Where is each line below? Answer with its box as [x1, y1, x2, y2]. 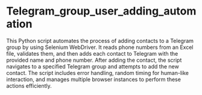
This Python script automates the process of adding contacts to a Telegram [6, 37, 194, 44]
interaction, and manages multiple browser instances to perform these [6, 76, 181, 83]
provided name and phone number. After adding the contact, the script [6, 56, 182, 64]
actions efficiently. [6, 82, 52, 89]
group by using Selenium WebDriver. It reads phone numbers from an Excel [6, 44, 194, 51]
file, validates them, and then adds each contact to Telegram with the [6, 50, 178, 57]
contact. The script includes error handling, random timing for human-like [6, 69, 189, 76]
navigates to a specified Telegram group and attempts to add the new [6, 62, 179, 70]
